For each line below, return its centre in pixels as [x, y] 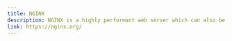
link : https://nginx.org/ [44, 26]
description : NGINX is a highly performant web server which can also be [116, 20]
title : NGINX [26, 14]
